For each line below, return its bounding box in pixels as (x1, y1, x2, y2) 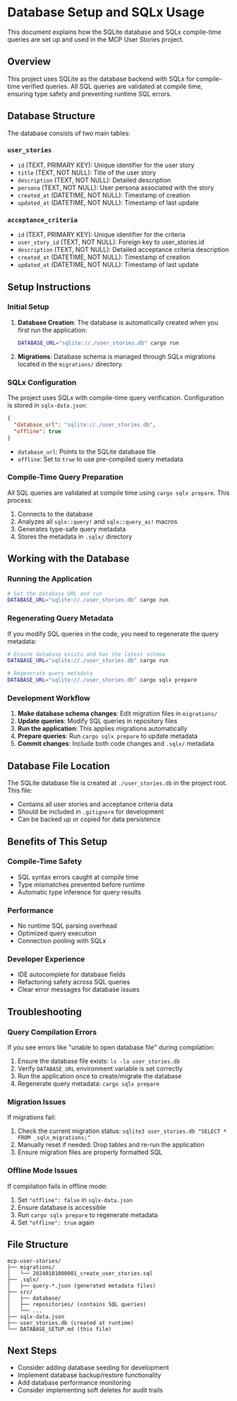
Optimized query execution (17, 929, 97, 938)
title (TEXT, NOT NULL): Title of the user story (17, 168, 157, 177)
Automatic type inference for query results (17, 887, 142, 896)
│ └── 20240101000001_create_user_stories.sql (7, 1269, 153, 1277)
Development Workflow (7, 693, 90, 703)
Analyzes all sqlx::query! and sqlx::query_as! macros (17, 517, 178, 526)
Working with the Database (7, 553, 130, 565)
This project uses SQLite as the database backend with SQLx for (7, 74, 195, 83)
